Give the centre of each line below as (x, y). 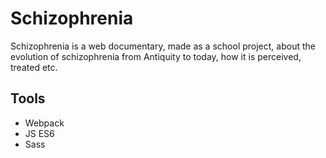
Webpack (44, 123)
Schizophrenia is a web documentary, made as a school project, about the (163, 46)
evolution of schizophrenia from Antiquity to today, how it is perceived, (156, 56)
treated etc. (34, 67)
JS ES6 (39, 133)
